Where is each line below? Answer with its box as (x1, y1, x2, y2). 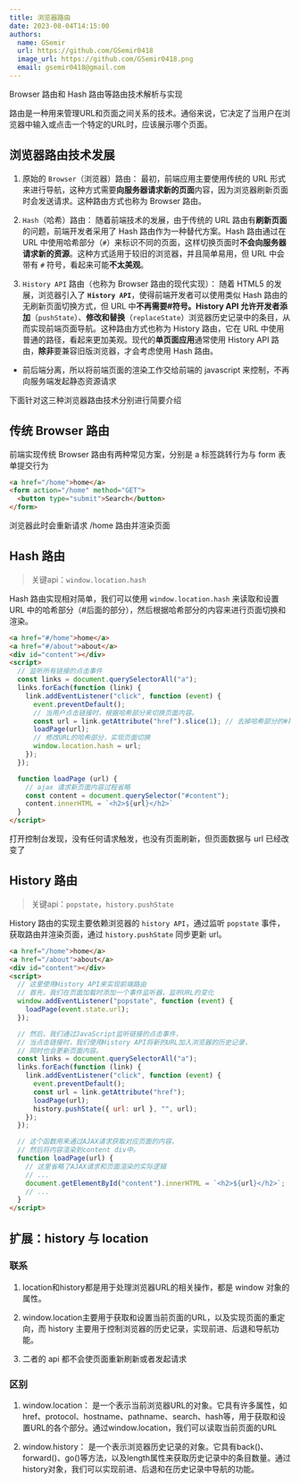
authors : (9, 30, 42, 38)
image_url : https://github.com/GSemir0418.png (17, 55, 194, 64)
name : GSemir (17, 38, 66, 47)
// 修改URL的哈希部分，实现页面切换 (32, 733, 151, 743)
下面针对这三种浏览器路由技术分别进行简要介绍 (9, 395, 181, 405)
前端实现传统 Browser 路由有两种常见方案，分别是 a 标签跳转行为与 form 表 (9, 448, 287, 459)
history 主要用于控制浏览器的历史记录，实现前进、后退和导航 (47, 1323, 271, 1334)
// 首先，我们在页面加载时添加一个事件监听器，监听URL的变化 (17, 988, 214, 998)
